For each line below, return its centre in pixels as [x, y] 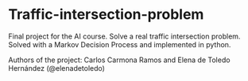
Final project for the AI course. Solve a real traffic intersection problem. [124, 36]
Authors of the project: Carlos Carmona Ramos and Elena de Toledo [119, 60]
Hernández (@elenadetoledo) [57, 68]
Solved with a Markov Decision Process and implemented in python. [120, 44]
